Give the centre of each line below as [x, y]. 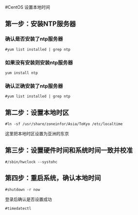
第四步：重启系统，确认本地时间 [53, 178]
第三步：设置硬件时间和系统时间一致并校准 [69, 151]
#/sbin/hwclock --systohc [31, 162]
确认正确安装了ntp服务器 [34, 86]
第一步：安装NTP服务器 [41, 24]
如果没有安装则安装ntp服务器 [39, 62]
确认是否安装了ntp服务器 [34, 39]
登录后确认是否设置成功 [28, 199]
